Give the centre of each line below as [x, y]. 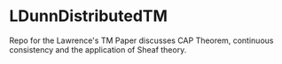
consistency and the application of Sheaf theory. [98, 49]
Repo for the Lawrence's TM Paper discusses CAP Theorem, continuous [141, 40]
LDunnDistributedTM [89, 16]
